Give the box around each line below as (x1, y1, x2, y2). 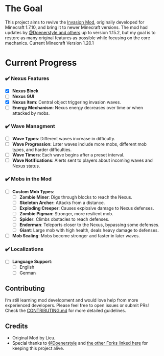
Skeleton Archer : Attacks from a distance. (19, 200, 105, 205)
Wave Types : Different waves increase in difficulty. (12, 135, 116, 141)
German (19, 270, 36, 276)
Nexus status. (12, 163, 40, 169)
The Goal (5, 3, 43, 14)
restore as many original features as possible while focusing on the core (5, 35, 150, 41)
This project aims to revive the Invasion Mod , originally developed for (5, 19, 144, 25)
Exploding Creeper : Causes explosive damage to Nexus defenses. (19, 205, 154, 211)
